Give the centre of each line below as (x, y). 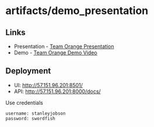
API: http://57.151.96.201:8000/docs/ (57, 91)
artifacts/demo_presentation (77, 11)
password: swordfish (31, 118)
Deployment (28, 71)
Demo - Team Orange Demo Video (55, 53)
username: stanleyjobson (36, 113)
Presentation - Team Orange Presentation (64, 46)
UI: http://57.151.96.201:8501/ (48, 85)
